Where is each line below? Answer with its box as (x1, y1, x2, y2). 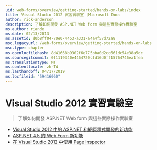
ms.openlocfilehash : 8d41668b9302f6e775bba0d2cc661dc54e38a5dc (5, 50, 143, 55)
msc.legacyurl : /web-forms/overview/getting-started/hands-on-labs (5, 41, 152, 46)
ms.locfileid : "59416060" (5, 74, 60, 79)
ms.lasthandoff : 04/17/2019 (5, 69, 65, 74)
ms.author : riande (5, 27, 44, 32)
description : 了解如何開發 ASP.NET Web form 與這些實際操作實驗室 (5, 21, 138, 27)
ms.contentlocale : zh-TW (5, 64, 58, 69)
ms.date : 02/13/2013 (5, 31, 50, 36)
